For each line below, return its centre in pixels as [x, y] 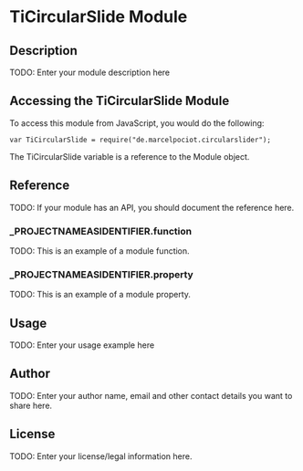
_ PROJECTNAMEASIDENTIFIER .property [101, 274]
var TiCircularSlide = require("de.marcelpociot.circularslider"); [141, 140]
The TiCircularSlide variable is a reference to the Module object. [130, 156]
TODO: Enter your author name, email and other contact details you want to [151, 395]
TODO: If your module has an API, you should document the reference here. [152, 207]
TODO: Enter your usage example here [82, 345]
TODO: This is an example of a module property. [100, 295]
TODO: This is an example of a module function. [99, 251]
